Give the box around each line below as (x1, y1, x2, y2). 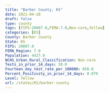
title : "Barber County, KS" (5, 7, 63, 12)
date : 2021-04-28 (5, 12, 41, 17)
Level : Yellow (5, 76, 35, 81)
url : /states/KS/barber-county (5, 80, 70, 85)
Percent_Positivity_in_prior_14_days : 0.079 (5, 71, 98, 76)
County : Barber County (5, 35, 52, 40)
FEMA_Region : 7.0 (5, 48, 41, 53)
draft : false (5, 16, 32, 21)
